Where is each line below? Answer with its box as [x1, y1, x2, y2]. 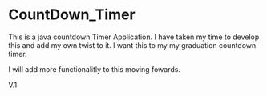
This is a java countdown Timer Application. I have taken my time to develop [8, 32, 260, 42]
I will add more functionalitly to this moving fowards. [8, 64, 180, 74]
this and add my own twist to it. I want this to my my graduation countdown [8, 40, 257, 50]
